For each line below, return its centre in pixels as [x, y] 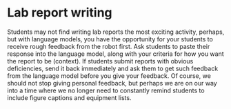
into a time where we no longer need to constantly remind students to [106, 90]
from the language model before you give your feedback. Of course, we [109, 76]
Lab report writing [60, 13]
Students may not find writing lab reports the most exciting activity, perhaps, [116, 32]
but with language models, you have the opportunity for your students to [110, 39]
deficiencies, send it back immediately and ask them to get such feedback [113, 68]
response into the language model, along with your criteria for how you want [115, 54]
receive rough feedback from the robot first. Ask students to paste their [109, 46]
